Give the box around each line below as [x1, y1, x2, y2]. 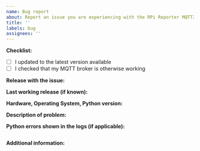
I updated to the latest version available [14, 59, 111, 66]
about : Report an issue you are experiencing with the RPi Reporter [6, 14, 180, 20]
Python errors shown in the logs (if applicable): [6, 123, 125, 130]
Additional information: [6, 140, 65, 147]
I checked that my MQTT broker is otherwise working [14, 65, 146, 72]
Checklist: [6, 47, 33, 54]
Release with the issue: [6, 77, 65, 84]
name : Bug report [6, 8, 49, 15]
